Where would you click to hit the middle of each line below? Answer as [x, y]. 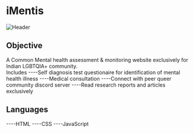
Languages [27, 110]
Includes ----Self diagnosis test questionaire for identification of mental [93, 72]
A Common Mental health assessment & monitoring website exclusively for [97, 59]
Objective [25, 46]
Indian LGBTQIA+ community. [42, 66]
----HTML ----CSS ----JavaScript [47, 124]
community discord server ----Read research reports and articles [86, 85]
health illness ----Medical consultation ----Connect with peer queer [89, 78]
